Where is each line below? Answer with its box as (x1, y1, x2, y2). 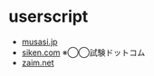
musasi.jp (21, 36, 58, 47)
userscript (8, 6, 89, 27)
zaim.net (21, 57, 55, 68)
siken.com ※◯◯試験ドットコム (21, 47, 146, 58)
